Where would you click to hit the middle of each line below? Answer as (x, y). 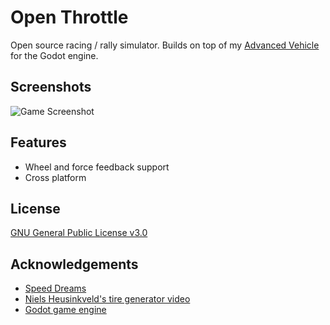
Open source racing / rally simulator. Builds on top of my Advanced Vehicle (165, 45)
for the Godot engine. (54, 55)
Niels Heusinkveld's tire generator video (107, 299)
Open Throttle (69, 17)
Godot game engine (65, 310)
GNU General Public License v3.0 (79, 233)
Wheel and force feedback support (97, 167)
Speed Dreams (55, 288)
